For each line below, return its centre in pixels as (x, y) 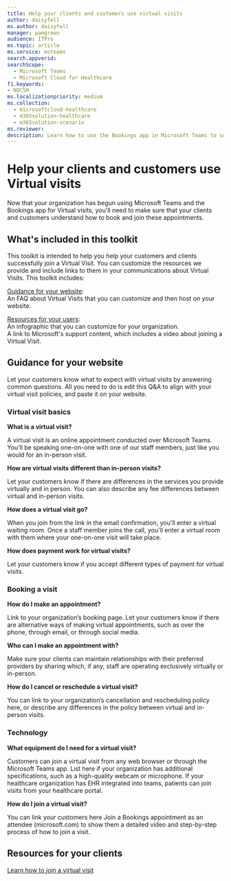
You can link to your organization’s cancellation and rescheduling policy (108, 701)
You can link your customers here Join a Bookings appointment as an (105, 817)
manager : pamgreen (33, 33)
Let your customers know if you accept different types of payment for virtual (115, 564)
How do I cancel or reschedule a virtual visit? (73, 687)
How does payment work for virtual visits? (69, 551)
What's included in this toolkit (73, 239)
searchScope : (26, 65)
